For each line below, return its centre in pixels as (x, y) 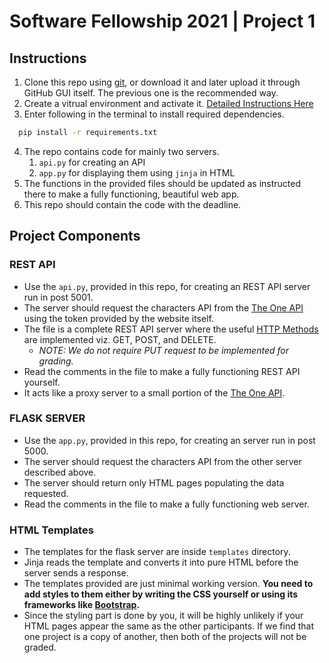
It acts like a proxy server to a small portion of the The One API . (154, 392)
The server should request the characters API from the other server (162, 461)
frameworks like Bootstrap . (82, 605)
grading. (56, 361)
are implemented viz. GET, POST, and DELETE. (120, 339)
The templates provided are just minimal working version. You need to (168, 584)
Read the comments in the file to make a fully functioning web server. (166, 504)
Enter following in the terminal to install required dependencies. (154, 114)
